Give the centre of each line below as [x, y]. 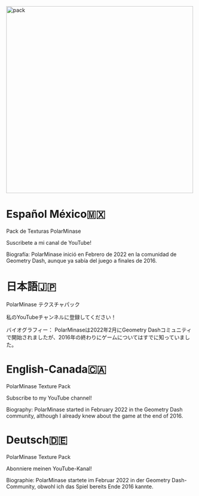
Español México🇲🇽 [56, 214]
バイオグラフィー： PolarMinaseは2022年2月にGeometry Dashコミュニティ [99, 330]
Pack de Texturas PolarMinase [44, 231]
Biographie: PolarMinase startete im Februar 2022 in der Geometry [88, 480]
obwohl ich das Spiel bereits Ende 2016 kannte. [95, 486]
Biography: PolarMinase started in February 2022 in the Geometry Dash [94, 409]
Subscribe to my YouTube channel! [49, 398]
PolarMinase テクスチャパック [43, 304]
